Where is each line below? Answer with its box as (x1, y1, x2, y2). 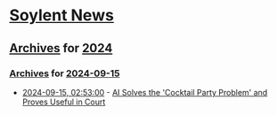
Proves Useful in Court (21, 96, 106, 107)
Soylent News (9, 5, 114, 26)
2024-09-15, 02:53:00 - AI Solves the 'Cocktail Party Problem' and (21, 87, 268, 97)
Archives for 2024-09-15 (9, 67, 120, 80)
